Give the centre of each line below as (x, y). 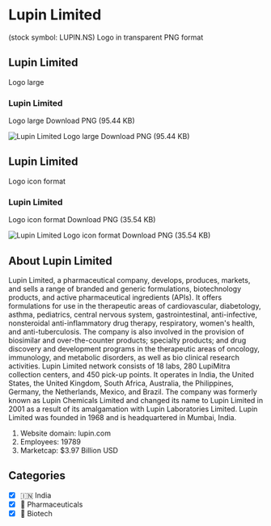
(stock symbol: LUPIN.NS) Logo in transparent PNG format (106, 37)
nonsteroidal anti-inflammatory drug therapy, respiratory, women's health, (131, 323)
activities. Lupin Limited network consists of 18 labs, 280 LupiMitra (119, 366)
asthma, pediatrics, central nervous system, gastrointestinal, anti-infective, (133, 314)
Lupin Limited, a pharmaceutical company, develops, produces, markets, (129, 280)
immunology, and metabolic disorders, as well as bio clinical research (124, 357)
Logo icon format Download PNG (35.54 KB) (82, 220)
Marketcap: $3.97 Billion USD (69, 450)
